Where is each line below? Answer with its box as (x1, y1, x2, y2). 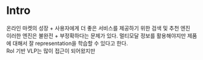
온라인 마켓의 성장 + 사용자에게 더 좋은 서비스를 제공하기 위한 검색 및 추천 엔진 (6, 24, 191, 32)
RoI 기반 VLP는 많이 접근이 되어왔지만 (6, 47, 96, 55)
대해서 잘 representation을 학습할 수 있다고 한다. (12, 39, 128, 47)
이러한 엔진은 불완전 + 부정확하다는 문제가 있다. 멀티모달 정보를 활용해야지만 (6, 32, 186, 39)
